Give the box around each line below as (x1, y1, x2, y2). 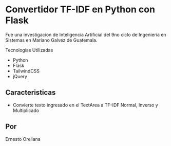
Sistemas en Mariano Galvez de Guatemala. (5, 37, 98, 43)
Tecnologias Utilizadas (5, 47, 53, 53)
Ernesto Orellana (5, 136, 41, 142)
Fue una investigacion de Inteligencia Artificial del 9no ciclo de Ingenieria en (5, 31, 166, 38)
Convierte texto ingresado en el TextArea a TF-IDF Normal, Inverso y (12, 102, 158, 108)
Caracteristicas (5, 88, 56, 97)
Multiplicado (12, 107, 40, 114)
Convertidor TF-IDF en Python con (5, 4, 156, 15)
